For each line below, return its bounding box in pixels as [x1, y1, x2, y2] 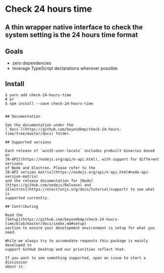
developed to [5, 243, 32, 248]
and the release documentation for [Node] [5, 178, 93, 183]
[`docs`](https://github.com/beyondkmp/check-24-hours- [5, 127, 122, 132]
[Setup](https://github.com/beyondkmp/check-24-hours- [5, 217, 120, 222]
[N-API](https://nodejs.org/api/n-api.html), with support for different [5, 157, 160, 162]
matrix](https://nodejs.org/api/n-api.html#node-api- [38, 170, 151, 175]
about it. [5, 264, 26, 269]
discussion [5, 260, 27, 265]
